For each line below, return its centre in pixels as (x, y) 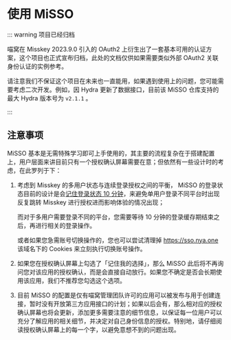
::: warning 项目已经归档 (41, 34)
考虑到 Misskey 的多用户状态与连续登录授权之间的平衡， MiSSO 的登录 (117, 185)
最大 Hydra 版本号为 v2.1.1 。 (49, 98)
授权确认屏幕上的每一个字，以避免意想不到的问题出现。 (101, 329)
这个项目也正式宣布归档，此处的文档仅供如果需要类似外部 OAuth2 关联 (119, 57)
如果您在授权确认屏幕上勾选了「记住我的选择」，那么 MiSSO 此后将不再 (117, 263)
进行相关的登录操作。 (66, 225)
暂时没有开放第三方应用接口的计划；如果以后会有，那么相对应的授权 (125, 304)
